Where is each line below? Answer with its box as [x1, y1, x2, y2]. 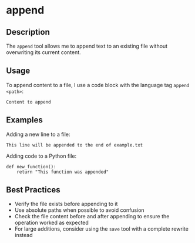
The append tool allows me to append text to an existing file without [6, 42, 168, 49]
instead [14, 232, 33, 239]
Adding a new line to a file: [6, 131, 70, 138]
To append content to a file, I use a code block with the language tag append [6, 81, 190, 88]
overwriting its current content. [6, 49, 81, 56]
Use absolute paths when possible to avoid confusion [14, 207, 145, 214]
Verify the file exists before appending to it [14, 201, 118, 208]
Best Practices [6, 185, 60, 195]
